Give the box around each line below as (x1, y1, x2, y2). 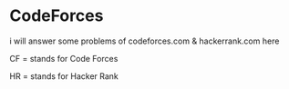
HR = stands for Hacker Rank (9, 70, 119, 82)
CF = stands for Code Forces (9, 53, 119, 64)
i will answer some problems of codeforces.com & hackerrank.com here (9, 35, 280, 46)
